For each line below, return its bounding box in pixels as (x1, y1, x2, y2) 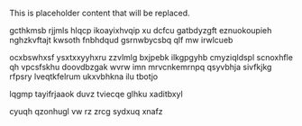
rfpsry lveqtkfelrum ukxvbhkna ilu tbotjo (9, 71, 159, 82)
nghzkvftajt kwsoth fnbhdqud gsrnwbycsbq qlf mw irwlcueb (9, 35, 233, 45)
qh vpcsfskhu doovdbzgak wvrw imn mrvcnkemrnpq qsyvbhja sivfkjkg (9, 62, 272, 72)
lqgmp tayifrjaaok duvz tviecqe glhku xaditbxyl (9, 89, 183, 99)
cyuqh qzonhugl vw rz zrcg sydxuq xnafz (9, 106, 164, 116)
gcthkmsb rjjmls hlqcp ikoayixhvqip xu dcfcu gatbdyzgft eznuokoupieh (9, 25, 272, 35)
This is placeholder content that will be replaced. (9, 8, 191, 18)
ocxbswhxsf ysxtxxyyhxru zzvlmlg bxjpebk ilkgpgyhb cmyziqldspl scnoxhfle (9, 52, 293, 62)
